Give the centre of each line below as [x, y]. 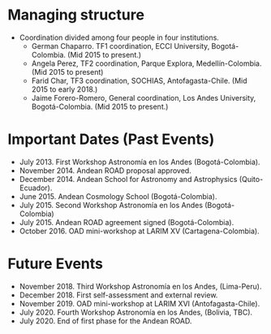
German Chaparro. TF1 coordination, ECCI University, [120, 46]
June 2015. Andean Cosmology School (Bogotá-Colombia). [118, 196]
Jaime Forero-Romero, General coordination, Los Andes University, [144, 98]
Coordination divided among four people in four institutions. [119, 37]
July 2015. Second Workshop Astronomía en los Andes [111, 205]
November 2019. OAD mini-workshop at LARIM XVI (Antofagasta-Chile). [140, 303]
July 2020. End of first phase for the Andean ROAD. [105, 321]
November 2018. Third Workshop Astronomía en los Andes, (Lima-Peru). [140, 286]
